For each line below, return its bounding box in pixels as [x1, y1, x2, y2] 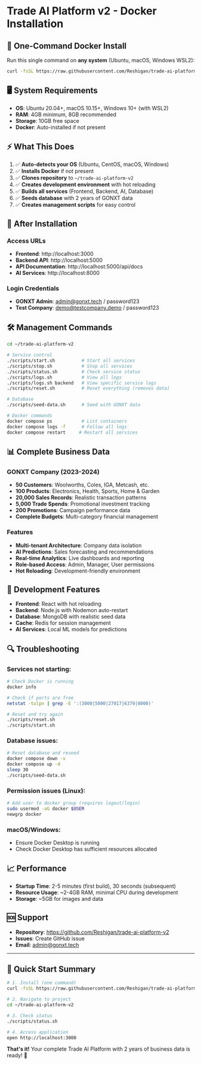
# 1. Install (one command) [7, 980, 77, 986]
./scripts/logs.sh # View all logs [7, 374, 122, 380]
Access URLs [7, 237, 47, 245]
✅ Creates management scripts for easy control [15, 201, 136, 208]
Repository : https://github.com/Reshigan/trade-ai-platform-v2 [15, 928, 169, 936]
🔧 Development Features [7, 584, 100, 594]
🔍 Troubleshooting [7, 644, 79, 654]
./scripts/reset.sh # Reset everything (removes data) [7, 385, 170, 392]
